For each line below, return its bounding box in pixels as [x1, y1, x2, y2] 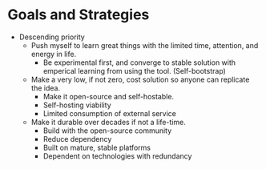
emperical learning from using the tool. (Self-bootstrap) [42, 66, 226, 75]
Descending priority [18, 32, 85, 42]
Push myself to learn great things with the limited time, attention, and [30, 40, 259, 50]
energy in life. [30, 49, 77, 58]
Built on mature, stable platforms [42, 143, 151, 152]
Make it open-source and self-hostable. [42, 91, 174, 101]
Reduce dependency [42, 134, 112, 143]
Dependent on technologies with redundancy [42, 151, 192, 161]
